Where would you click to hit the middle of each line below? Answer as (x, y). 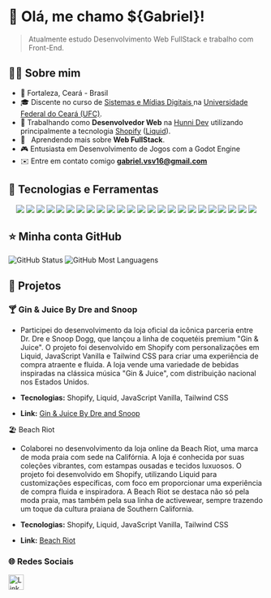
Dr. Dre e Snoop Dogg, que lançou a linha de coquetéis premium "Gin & (139, 339)
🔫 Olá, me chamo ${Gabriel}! (107, 17)
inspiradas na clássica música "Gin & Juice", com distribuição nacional (138, 374)
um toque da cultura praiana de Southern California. (107, 509)
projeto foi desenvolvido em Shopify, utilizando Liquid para (118, 474)
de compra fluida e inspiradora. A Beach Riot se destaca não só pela (135, 492)
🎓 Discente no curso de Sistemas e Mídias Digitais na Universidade (134, 102)
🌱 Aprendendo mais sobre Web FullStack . (92, 139)
